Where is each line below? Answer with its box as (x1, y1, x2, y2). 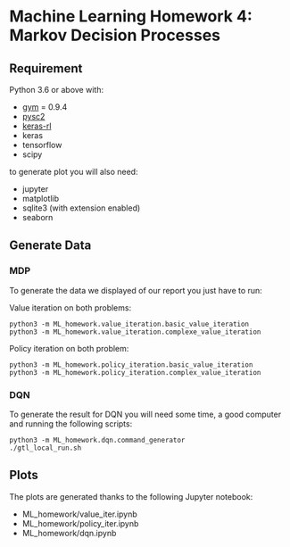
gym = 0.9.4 (21, 102, 68, 112)
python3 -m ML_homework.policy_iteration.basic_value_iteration (9, 360, 253, 369)
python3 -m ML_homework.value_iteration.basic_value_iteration (9, 319, 250, 328)
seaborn (21, 212, 54, 222)
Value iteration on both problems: (9, 302, 132, 313)
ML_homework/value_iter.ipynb (21, 509, 138, 519)
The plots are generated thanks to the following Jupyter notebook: (9, 491, 253, 501)
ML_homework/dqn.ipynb (21, 527, 117, 538)
